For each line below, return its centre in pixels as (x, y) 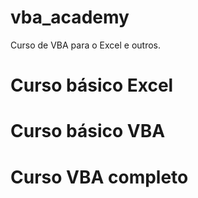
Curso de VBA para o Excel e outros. (85, 45)
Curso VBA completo (99, 177)
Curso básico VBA (88, 131)
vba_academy (70, 17)
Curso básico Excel (92, 85)
